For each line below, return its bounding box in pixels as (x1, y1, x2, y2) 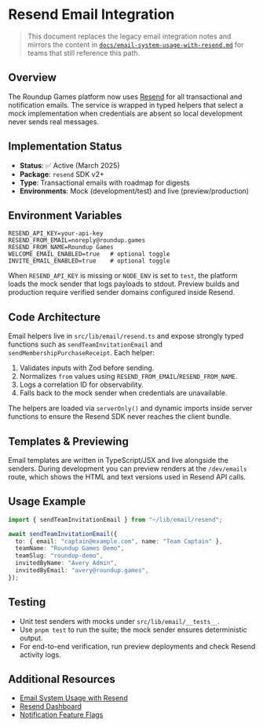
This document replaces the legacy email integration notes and (27, 31, 232, 41)
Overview (8, 71, 57, 84)
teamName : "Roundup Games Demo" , (15, 545, 125, 553)
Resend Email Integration (8, 6, 175, 24)
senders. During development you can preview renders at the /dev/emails (8, 464, 247, 473)
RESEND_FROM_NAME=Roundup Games (8, 244, 114, 252)
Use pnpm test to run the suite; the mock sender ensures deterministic (19, 625, 247, 634)
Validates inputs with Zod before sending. (19, 363, 155, 373)
